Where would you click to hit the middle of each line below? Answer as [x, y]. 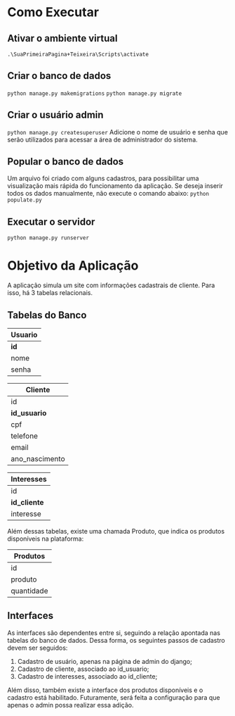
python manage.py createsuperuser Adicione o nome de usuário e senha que [117, 132]
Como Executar [53, 12]
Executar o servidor [51, 221]
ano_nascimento [38, 459]
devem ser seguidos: [38, 648]
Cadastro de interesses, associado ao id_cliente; [87, 676]
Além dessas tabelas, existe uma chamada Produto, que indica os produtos [116, 531]
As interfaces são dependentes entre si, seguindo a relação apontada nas [114, 633]
